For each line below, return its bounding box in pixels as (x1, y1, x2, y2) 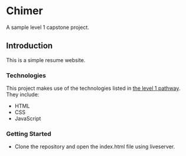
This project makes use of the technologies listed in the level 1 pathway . (6, 84, 181, 92)
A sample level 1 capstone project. (6, 24, 90, 31)
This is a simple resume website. (6, 56, 86, 63)
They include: (6, 91, 40, 98)
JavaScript (14, 115, 41, 122)
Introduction (6, 41, 53, 51)
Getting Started (6, 129, 51, 138)
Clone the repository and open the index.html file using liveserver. (14, 143, 175, 150)
